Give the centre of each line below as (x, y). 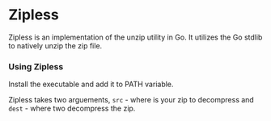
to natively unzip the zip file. (55, 45)
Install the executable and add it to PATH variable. (91, 84)
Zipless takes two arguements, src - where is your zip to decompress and (131, 100)
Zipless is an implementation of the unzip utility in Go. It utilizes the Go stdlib (135, 37)
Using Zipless (36, 66)
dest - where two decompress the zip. (72, 108)
